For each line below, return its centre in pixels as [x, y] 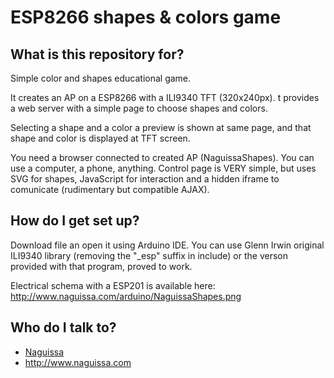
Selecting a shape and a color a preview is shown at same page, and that [161, 127]
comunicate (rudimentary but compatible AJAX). [110, 189]
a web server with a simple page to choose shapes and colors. [139, 108]
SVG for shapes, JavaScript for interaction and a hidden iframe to [145, 179]
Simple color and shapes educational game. [101, 78]
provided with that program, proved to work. [101, 266]
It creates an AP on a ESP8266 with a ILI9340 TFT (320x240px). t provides [165, 97]
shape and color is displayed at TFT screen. [100, 138]
